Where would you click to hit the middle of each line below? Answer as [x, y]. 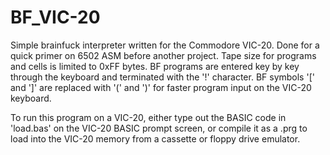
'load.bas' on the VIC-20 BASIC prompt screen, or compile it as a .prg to [159, 128]
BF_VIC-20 [55, 17]
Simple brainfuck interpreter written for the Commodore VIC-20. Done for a [165, 45]
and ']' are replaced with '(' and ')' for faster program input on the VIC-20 [161, 87]
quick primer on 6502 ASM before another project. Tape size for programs [163, 55]
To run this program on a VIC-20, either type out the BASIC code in [148, 117]
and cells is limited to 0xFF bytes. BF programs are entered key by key [155, 66]
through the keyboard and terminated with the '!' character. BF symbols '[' [162, 77]
